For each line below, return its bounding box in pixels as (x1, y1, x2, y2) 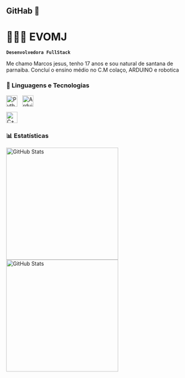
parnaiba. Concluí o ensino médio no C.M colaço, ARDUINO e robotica (6, 66, 179, 73)
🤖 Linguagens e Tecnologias (6, 81, 90, 90)
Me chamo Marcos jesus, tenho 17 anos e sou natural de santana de (6, 60, 174, 67)
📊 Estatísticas (6, 131, 49, 140)
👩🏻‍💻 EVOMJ (6, 30, 67, 44)
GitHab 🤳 (6, 6, 40, 16)
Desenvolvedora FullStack (6, 50, 70, 56)
